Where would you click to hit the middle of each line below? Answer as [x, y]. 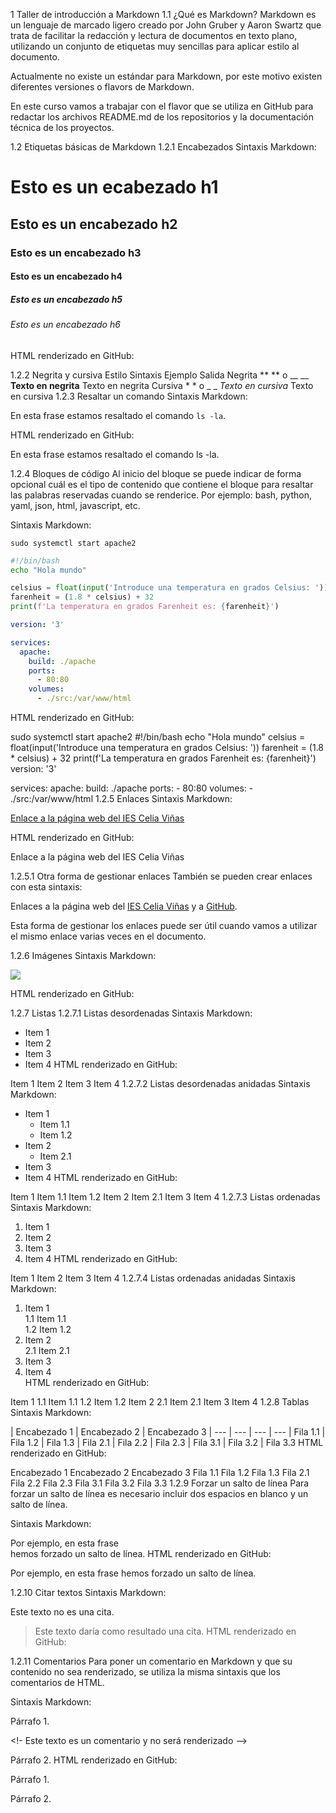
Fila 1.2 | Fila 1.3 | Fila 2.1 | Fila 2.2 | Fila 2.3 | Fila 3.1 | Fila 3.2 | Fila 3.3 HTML [167, 1443]
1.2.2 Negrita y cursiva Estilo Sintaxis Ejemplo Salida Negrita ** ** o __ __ [159, 375]
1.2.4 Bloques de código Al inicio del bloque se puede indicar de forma [156, 473]
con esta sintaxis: [46, 887]
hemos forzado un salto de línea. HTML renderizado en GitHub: [141, 1554]
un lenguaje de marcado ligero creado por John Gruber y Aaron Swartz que [166, 25]
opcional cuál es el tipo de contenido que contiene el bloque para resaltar [162, 484]
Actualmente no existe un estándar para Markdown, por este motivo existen [166, 76]
